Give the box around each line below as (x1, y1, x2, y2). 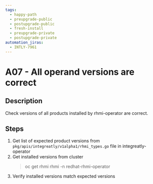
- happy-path (9, 12, 37, 17)
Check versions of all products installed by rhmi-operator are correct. (5, 110, 148, 116)
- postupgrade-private (9, 36, 57, 41)
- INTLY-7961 (9, 45, 37, 50)
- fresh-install (9, 26, 43, 31)
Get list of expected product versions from (12, 138, 100, 144)
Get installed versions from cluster (12, 154, 83, 160)
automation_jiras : (5, 40, 43, 45)
